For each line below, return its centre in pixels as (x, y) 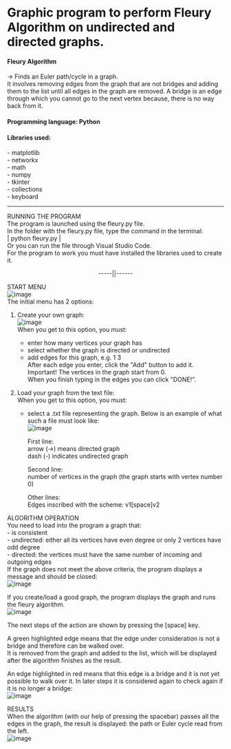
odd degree (24, 547)
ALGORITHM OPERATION (43, 518)
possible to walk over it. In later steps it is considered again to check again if (115, 681)
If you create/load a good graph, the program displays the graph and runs (111, 598)
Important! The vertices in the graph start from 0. (97, 372)
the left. (18, 731)
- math (16, 167)
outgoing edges (30, 562)
